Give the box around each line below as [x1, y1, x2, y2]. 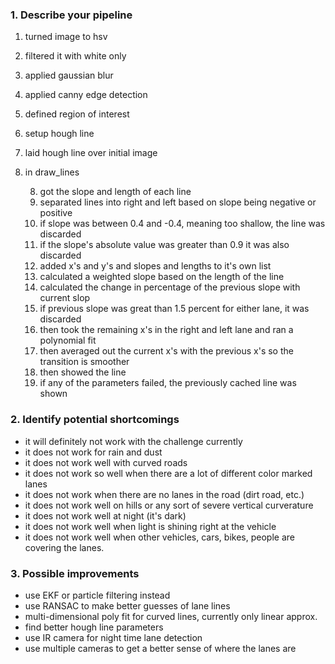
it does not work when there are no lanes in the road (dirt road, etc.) [24, 488, 305, 500]
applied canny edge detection [24, 89, 148, 101]
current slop [39, 292, 91, 304]
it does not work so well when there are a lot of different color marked [24, 467, 313, 479]
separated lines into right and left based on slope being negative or [39, 196, 317, 208]
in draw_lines [24, 166, 80, 178]
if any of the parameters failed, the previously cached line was [39, 377, 297, 389]
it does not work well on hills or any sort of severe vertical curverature [24, 499, 314, 511]
